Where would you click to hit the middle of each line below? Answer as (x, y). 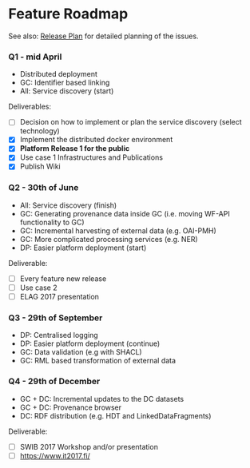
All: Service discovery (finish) (68, 205)
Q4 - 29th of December (54, 382)
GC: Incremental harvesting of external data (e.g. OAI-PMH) (118, 230)
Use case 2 (38, 288)
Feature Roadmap (68, 14)
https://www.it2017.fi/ (55, 455)
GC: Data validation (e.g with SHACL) (81, 352)
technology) (40, 131)
